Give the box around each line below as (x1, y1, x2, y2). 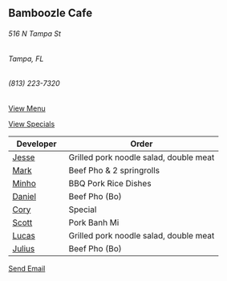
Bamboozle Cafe (8, 6, 93, 20)
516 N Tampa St (8, 28, 62, 39)
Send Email (8, 263, 46, 273)
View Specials (8, 119, 55, 128)
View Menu (8, 104, 46, 113)
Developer (16, 138, 58, 149)
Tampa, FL (8, 54, 44, 63)
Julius (12, 242, 35, 254)
